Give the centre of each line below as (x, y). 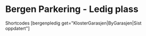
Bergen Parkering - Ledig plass (72, 9)
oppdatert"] (18, 28)
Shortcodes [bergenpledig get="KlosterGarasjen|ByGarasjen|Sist (74, 23)
